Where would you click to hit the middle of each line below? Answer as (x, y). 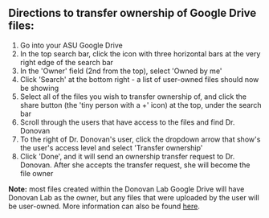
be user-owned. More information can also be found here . (104, 206)
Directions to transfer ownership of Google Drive (132, 13)
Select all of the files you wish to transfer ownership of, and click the (133, 97)
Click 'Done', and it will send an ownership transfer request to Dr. (127, 156)
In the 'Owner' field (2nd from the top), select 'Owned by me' (121, 71)
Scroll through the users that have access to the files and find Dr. (127, 122)
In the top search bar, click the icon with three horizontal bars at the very (140, 53)
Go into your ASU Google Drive (71, 45)
